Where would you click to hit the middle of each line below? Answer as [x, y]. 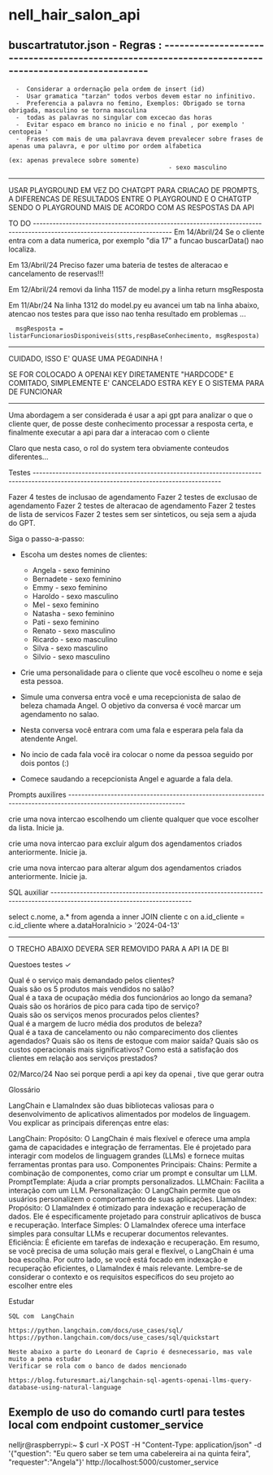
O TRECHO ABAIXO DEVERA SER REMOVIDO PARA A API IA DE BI [119, 949]
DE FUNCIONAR [35, 392]
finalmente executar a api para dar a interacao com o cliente [109, 432]
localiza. [22, 249]
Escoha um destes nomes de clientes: [84, 554]
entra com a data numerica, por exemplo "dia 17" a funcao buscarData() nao [136, 241]
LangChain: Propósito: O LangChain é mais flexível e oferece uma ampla [129, 1138]
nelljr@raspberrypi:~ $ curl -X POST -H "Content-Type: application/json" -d [135, 1444]
